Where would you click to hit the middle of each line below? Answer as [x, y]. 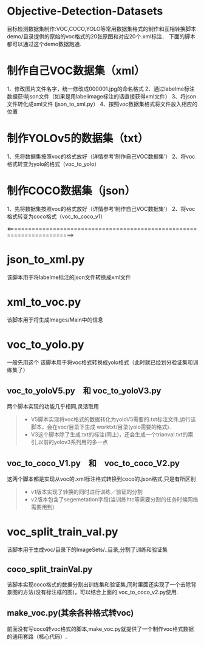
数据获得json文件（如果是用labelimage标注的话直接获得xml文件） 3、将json [102, 96]
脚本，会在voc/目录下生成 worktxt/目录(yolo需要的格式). [101, 427]
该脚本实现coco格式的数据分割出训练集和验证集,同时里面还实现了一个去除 [99, 584]
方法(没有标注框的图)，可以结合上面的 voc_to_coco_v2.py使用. [100, 592]
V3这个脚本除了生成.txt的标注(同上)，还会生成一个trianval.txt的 [109, 435]
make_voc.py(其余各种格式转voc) [70, 613]
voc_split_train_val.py [63, 532]
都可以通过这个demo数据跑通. [44, 44]
